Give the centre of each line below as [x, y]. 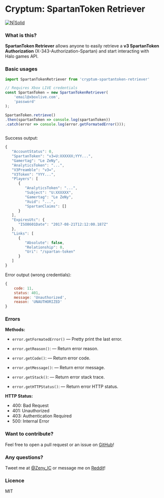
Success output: [22, 138]
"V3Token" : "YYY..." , [34, 174]
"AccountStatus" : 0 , [33, 152]
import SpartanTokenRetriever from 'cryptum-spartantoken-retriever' [78, 79]
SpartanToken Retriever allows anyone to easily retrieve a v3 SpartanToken [82, 46]
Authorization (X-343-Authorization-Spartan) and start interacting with [77, 51]
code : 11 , [24, 288]
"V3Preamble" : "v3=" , [34, 170]
